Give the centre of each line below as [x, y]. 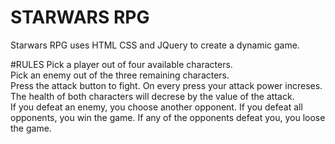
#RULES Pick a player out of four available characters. [121, 64]
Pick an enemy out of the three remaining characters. [120, 75]
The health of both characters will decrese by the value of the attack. [152, 96]
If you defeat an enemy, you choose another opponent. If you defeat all [156, 107]
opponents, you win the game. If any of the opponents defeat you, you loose [168, 117]
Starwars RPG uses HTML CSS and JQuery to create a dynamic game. [155, 45]
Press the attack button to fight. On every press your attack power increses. [166, 85]
